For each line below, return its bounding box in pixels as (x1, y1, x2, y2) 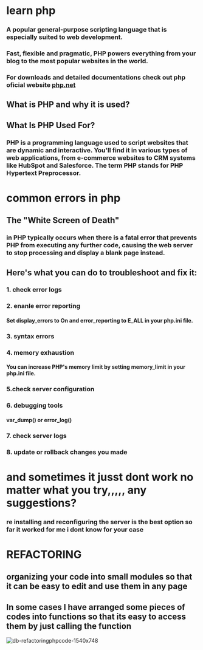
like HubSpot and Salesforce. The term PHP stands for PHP (6, 161, 184, 169)
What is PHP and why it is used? (6, 100, 130, 110)
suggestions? (6, 496, 77, 510)
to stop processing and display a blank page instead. (6, 248, 165, 257)
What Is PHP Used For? (6, 120, 95, 131)
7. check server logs (6, 431, 67, 440)
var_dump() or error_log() (6, 416, 72, 423)
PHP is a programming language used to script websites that (6, 138, 188, 146)
